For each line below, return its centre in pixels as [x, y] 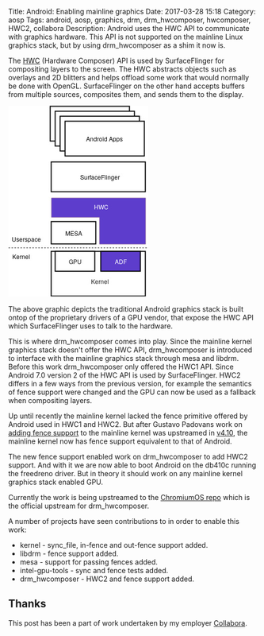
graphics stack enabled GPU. [56, 482]
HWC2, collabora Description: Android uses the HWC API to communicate [129, 28]
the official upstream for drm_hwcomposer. [78, 506]
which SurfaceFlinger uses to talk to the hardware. [90, 326]
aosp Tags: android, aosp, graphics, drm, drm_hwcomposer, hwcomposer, [130, 20]
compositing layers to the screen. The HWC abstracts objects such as [122, 69]
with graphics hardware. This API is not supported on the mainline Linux [126, 37]
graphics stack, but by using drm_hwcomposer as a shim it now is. [117, 45]
